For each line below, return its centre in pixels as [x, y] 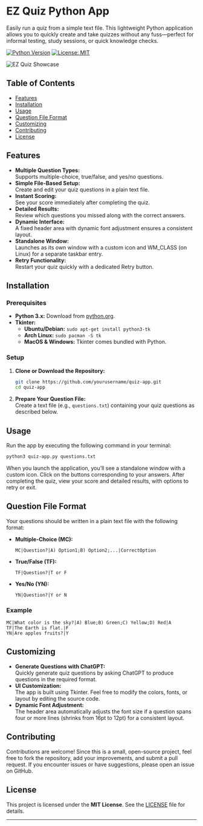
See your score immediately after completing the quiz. [82, 202]
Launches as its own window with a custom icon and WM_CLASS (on [101, 247]
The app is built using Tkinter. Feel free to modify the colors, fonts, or [101, 692]
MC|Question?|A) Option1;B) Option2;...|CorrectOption [85, 550]
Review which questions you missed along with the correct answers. [100, 215]
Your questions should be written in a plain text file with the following [92, 521]
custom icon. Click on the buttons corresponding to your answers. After [95, 474]
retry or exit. [22, 487]
